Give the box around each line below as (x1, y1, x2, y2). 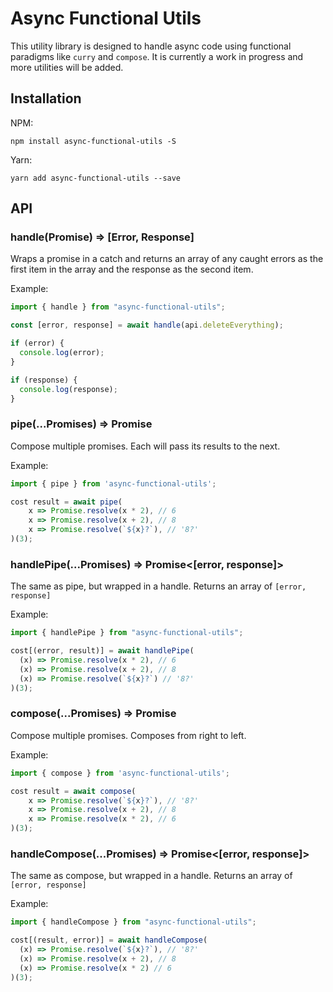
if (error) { (10, 338, 65, 349)
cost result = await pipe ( (10, 497, 123, 507)
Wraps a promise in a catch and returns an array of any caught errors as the (10, 253, 324, 265)
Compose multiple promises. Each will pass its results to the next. (10, 440, 281, 452)
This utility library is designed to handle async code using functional (10, 40, 292, 52)
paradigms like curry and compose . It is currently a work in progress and (10, 50, 304, 62)
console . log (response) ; (19, 384, 118, 394)
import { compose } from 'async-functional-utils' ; (10, 768, 230, 778)
